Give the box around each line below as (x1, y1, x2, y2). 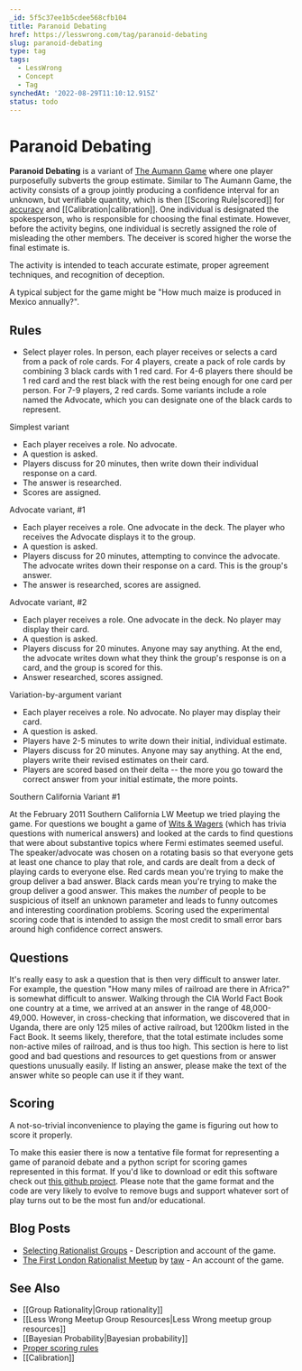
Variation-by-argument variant (9, 689, 122, 700)
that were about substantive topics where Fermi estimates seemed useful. (9, 838, 284, 849)
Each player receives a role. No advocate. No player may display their (22, 707, 281, 718)
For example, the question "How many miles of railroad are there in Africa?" (9, 983, 290, 994)
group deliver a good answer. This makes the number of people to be (9, 886, 267, 897)
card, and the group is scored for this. (22, 662, 164, 673)
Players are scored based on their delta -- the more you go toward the (22, 764, 284, 776)
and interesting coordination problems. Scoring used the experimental (9, 905, 270, 916)
